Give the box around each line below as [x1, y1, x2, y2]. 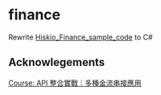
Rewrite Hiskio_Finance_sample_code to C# [8, 32, 153, 42]
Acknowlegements [8, 56, 105, 69]
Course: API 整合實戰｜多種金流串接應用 [8, 78, 142, 88]
